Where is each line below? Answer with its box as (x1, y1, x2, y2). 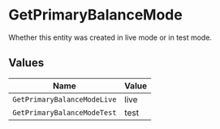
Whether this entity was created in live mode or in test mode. (8, 32, 213, 42)
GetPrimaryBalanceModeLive (12, 95, 117, 104)
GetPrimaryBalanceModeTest (12, 108, 117, 117)
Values (8, 56, 45, 70)
